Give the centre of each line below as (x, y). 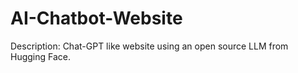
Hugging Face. (41, 56)
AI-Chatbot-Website (96, 18)
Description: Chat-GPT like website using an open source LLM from (149, 46)
